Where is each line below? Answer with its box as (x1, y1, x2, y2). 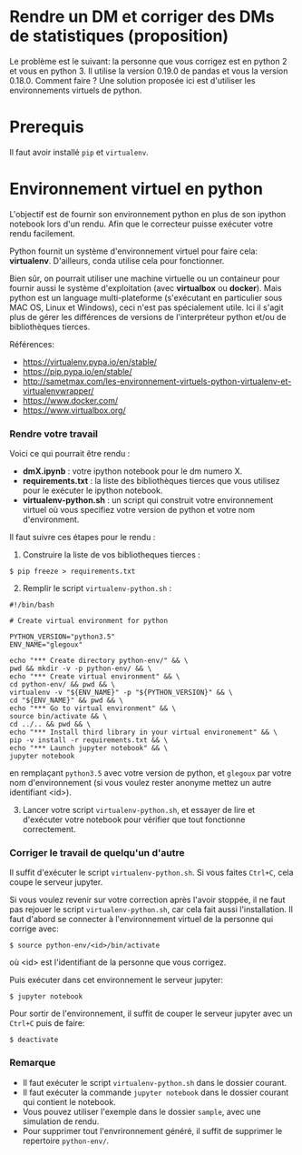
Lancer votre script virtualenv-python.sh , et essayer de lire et (22, 805, 256, 816)
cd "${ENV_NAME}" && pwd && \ (9, 696, 124, 706)
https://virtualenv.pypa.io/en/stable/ (22, 357, 157, 367)
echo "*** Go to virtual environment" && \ (9, 704, 177, 713)
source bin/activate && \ (9, 712, 107, 721)
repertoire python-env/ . (22, 1135, 110, 1146)
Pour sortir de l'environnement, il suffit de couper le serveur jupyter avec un (9, 1008, 293, 1019)
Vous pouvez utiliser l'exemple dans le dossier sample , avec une (22, 1106, 261, 1117)
